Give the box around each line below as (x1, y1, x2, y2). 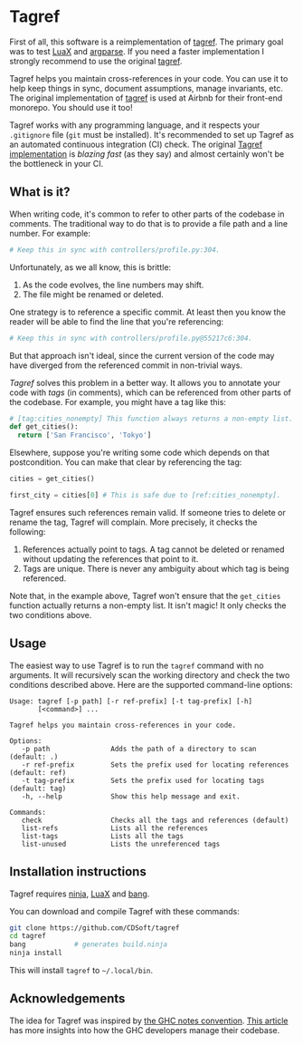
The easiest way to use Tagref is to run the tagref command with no (9, 660, 264, 671)
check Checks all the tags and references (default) (21, 816, 289, 825)
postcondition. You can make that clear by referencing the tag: (9, 457, 242, 468)
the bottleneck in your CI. (9, 158, 104, 169)
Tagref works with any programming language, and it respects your (9, 120, 260, 131)
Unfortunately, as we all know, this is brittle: (9, 261, 172, 273)
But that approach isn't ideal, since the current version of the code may (9, 350, 275, 361)
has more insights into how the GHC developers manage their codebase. (9, 1024, 280, 1035)
